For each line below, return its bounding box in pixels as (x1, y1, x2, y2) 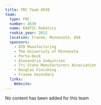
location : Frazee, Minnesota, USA (9, 35, 81, 40)
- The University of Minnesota (14, 49, 79, 54)
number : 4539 (9, 21, 37, 26)
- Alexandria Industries (14, 58, 65, 63)
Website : (14, 81, 32, 86)
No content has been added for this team (5, 95, 89, 101)
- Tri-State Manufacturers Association (14, 63, 97, 68)
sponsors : (9, 40, 30, 45)
